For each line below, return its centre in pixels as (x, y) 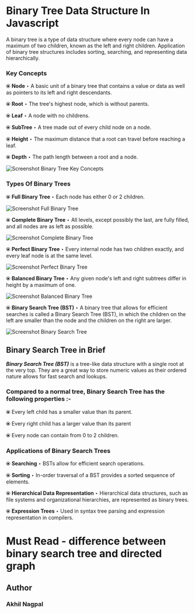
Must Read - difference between (86, 541)
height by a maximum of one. (41, 284)
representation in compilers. (40, 517)
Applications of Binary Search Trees (58, 451)
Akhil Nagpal (25, 604)
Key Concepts (27, 73)
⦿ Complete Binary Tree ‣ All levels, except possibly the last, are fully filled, (98, 219)
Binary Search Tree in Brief (56, 350)
